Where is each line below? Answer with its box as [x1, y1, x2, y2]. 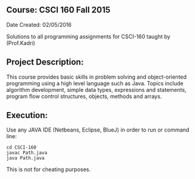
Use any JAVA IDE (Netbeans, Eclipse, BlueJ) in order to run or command [6, 126, 190, 133]
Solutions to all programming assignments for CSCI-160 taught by [6, 33, 171, 40]
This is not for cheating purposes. [6, 166, 91, 173]
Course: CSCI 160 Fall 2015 [6, 5, 111, 15]
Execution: [6, 110, 48, 121]
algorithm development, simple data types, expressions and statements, [6, 86, 186, 93]
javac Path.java [6, 150, 47, 156]
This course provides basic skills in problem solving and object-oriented [6, 73, 187, 80]
